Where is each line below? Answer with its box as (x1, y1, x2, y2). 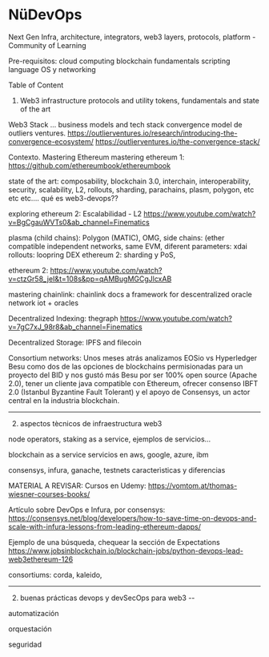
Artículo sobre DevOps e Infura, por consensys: (8, 505, 166, 514)
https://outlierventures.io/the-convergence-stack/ (94, 136, 260, 146)
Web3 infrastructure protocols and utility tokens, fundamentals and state (19, 95, 260, 105)
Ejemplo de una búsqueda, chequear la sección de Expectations (8, 537, 220, 546)
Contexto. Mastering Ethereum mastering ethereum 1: (8, 152, 185, 162)
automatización (8, 608, 59, 618)
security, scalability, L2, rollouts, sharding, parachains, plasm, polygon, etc (8, 184, 255, 194)
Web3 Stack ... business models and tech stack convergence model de (8, 119, 243, 129)
